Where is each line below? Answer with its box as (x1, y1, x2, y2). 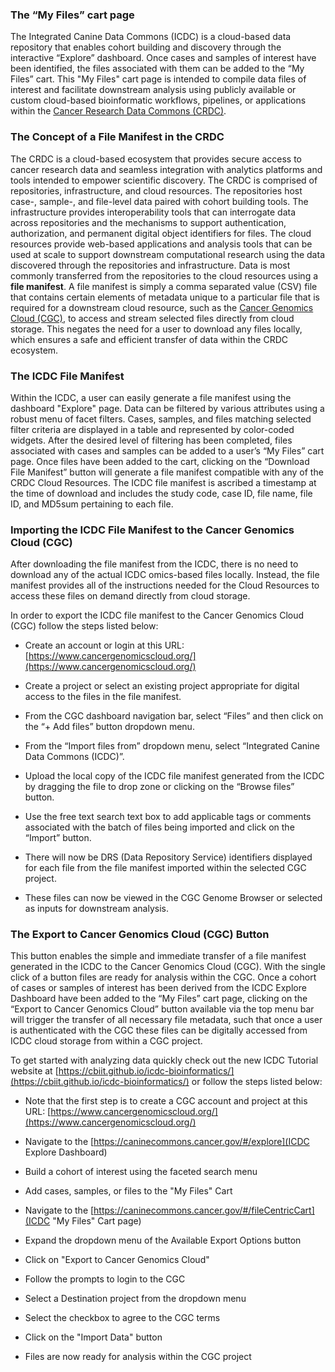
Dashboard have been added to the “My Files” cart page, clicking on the (10, 993, 308, 1005)
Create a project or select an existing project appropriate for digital (24, 680, 300, 692)
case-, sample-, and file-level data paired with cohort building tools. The (10, 195, 309, 207)
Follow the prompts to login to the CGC (24, 1273, 186, 1285)
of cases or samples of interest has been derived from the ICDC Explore (10, 982, 307, 994)
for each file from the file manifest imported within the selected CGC (24, 862, 307, 874)
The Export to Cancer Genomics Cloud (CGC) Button (10, 928, 270, 942)
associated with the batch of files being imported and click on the (24, 821, 295, 833)
